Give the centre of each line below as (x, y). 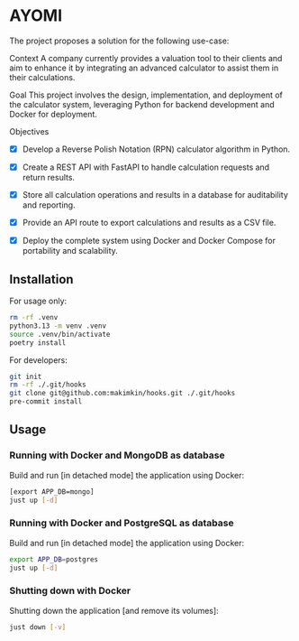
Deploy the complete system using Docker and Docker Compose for (149, 241)
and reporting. (49, 205)
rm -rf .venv (34, 318)
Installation (41, 279)
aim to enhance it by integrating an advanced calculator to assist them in (144, 68)
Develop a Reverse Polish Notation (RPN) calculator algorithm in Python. (156, 149)
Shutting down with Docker (70, 590)
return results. (48, 178)
